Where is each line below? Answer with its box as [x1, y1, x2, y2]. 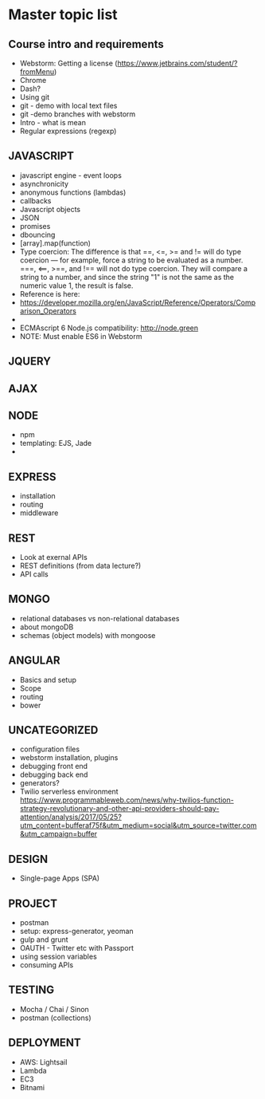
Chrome [19, 76, 47, 85]
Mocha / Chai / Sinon [19, 1004, 89, 1014]
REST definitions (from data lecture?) [19, 561, 142, 571]
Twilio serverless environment [19, 787, 119, 797]
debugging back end [19, 770, 88, 779]
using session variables [19, 951, 97, 962]
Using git [19, 93, 50, 101]
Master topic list [8, 6, 118, 24]
